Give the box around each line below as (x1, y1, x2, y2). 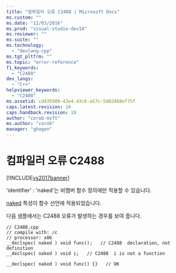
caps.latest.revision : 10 (6, 103, 71, 110)
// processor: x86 (6, 235, 52, 241)
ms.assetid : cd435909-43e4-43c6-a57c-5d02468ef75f (6, 98, 136, 104)
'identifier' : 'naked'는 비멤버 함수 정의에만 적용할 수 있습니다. (6, 186, 152, 194)
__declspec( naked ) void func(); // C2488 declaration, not (6, 240, 171, 246)
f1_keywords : (6, 64, 39, 71)
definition (6, 245, 34, 251)
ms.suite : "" (6, 37, 39, 43)
